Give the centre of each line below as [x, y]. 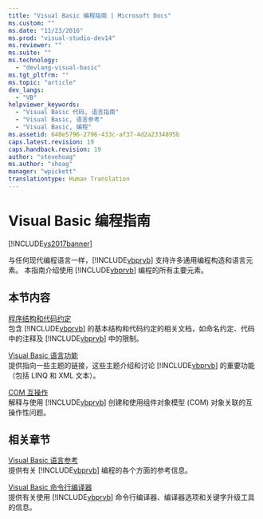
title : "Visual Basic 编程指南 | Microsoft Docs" [90, 16]
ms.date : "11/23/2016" [46, 30]
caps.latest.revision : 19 [51, 142]
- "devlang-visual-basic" [59, 68]
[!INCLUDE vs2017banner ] [51, 244]
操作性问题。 [29, 412]
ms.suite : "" [30, 53]
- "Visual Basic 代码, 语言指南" [67, 113]
